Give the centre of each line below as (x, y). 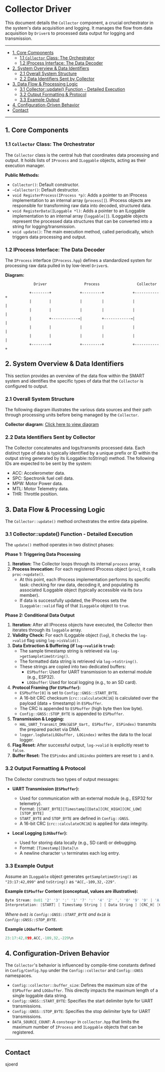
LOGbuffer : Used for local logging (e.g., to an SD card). (82, 682)
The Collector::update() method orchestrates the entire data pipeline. (77, 521)
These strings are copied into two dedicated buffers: (73, 667)
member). (29, 595)
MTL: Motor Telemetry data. (41, 489)
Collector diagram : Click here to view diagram (52, 424)
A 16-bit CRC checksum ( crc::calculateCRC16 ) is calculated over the (89, 698)
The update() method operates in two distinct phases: (60, 545)
